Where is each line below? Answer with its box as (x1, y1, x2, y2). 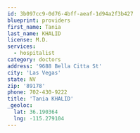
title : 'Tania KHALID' (7, 96, 74, 103)
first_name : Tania (7, 23, 61, 30)
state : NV (7, 75, 37, 83)
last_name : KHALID (7, 30, 61, 37)
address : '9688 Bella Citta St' (7, 63, 102, 70)
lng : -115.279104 (13, 115, 65, 122)
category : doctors (7, 56, 61, 63)
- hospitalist (13, 50, 55, 57)
